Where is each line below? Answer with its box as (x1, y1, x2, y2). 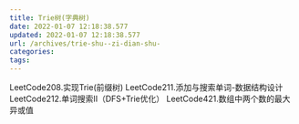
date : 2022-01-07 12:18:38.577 (9, 22, 129, 31)
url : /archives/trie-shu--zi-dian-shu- (9, 38, 161, 48)
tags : (9, 56, 30, 65)
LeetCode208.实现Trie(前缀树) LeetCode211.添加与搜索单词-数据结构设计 (9, 82, 284, 92)
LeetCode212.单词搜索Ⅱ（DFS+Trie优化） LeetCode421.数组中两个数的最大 (9, 93, 291, 104)
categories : (9, 47, 55, 57)
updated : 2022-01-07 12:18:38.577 (9, 30, 141, 39)
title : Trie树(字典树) (9, 13, 90, 23)
